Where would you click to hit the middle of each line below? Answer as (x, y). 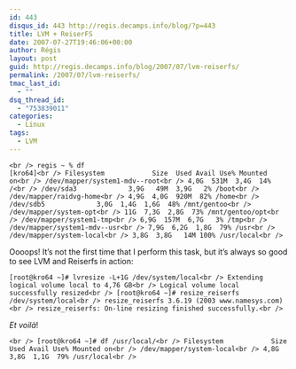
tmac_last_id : (35, 83)
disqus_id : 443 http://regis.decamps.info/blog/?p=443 (113, 26)
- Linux (31, 125)
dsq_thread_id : (37, 100)
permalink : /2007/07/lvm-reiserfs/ (75, 75)
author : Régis (35, 51)
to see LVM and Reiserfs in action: (71, 261)
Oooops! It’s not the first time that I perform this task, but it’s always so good (148, 251)
